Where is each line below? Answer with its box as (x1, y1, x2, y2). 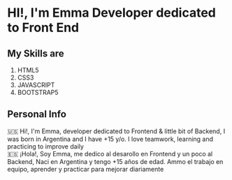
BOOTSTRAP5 (17, 89, 59, 96)
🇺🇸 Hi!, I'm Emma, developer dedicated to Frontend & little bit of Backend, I (7, 127, 226, 135)
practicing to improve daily (7, 142, 84, 151)
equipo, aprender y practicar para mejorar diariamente (7, 165, 164, 173)
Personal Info (7, 108, 66, 120)
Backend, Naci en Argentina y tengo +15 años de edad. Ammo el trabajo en (7, 157, 224, 165)
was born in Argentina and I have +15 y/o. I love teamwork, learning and (7, 135, 214, 143)
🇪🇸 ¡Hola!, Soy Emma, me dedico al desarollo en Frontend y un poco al (7, 149, 213, 158)
